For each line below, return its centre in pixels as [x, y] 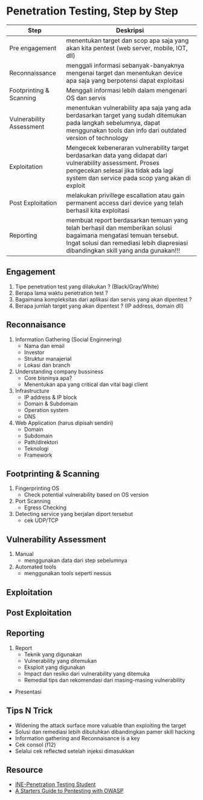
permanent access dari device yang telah [125, 202]
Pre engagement [33, 48]
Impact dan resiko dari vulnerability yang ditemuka [87, 673]
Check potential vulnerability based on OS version [86, 495]
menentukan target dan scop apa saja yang [127, 40]
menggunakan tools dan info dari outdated [126, 130]
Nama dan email [44, 346]
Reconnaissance [33, 73]
